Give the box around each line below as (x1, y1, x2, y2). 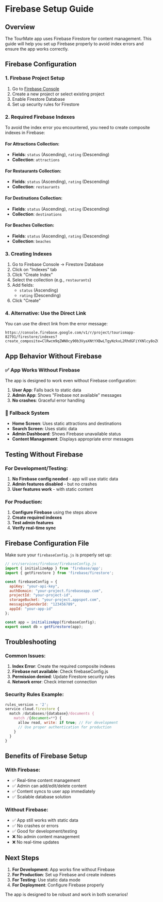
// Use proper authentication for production (17, 724, 112, 730)
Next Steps (5, 853, 39, 862)
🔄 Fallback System (5, 410, 49, 416)
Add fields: (12, 282, 34, 288)
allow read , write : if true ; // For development (17, 720, 118, 725)
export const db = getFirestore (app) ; (5, 624, 83, 629)
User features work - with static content (12, 486, 94, 492)
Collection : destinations (12, 211, 62, 217)
